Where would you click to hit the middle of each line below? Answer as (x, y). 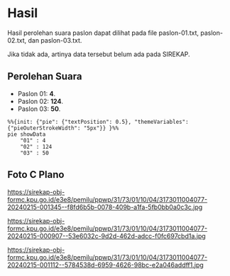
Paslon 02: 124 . (40, 101)
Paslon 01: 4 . (36, 93)
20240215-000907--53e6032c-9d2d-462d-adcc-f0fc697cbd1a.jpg (106, 235)
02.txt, (17, 40)
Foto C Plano (36, 175)
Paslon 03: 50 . (39, 109)
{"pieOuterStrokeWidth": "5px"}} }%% (63, 128)
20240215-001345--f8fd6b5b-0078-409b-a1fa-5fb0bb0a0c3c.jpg (105, 207)
